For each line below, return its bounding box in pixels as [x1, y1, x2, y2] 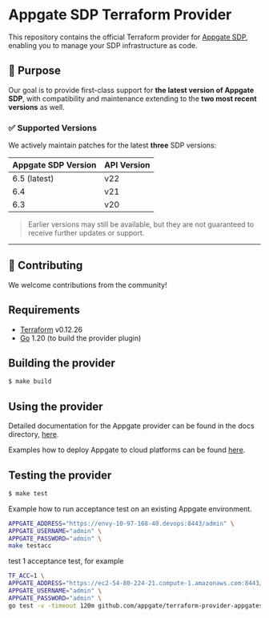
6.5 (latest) [12, 173, 54, 184]
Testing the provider [8, 468, 112, 482]
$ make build [8, 378, 52, 386]
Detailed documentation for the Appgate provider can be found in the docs [8, 421, 255, 430]
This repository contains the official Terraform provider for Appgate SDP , [8, 32, 248, 42]
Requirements [8, 303, 80, 317]
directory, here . [8, 430, 59, 439]
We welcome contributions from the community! [8, 280, 167, 289]
